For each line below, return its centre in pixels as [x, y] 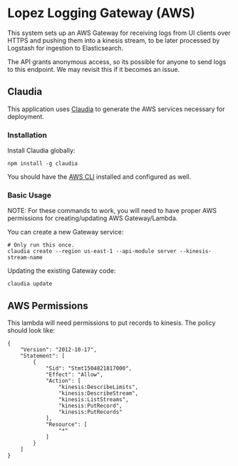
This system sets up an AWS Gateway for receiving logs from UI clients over [119, 33]
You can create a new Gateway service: [66, 232]
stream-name [25, 258]
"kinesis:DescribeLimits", [98, 387]
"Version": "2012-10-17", [59, 350]
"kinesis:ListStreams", [94, 400]
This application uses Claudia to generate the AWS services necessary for [117, 109]
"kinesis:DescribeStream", [98, 393]
